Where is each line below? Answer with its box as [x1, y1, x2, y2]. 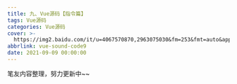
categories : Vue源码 [7, 23, 66, 30]
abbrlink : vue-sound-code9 [7, 43, 87, 50]
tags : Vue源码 [7, 17, 47, 24]
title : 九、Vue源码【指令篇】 [7, 10, 87, 17]
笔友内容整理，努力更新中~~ [7, 69, 90, 78]
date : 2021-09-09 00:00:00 [7, 50, 87, 57]
